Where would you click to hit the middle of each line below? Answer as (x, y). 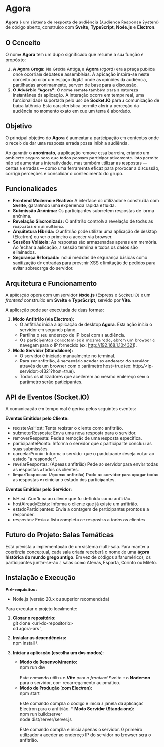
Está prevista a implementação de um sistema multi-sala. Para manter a (77, 546)
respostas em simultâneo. (39, 226)
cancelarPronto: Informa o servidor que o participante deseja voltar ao (83, 454)
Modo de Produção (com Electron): (56, 688)
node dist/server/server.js (46, 719)
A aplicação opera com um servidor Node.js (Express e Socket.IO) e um (78, 295)
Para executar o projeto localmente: (41, 608)
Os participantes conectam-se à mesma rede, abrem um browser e (87, 340)
